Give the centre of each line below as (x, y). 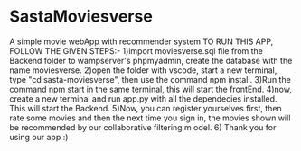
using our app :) (39, 137)
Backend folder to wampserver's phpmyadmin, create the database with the (151, 60)
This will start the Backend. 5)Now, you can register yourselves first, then (146, 108)
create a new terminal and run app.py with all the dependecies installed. (143, 98)
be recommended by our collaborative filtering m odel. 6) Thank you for (143, 127)
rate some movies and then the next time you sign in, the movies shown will (150, 118)
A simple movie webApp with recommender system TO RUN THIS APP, (141, 41)
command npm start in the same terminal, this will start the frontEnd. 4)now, (150, 89)
